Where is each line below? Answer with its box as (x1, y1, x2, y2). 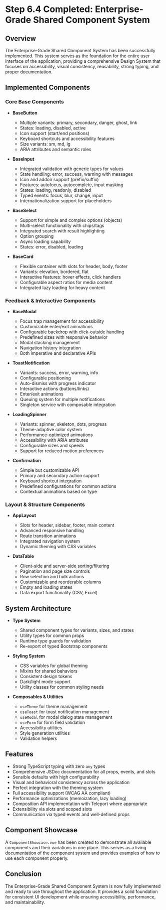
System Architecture (5, 604, 71, 613)
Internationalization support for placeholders (19, 197, 112, 204)
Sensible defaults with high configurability (12, 774, 99, 780)
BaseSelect (12, 207, 37, 213)
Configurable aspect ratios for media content (19, 279, 113, 285)
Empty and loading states (19, 584, 72, 590)
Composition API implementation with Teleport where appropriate (12, 801, 147, 807)
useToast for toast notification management (19, 709, 109, 715)
